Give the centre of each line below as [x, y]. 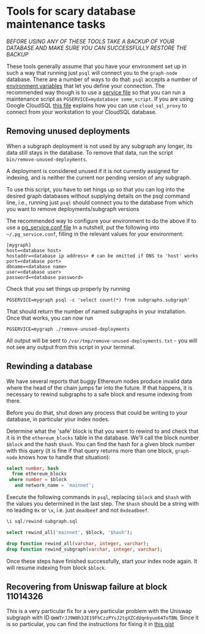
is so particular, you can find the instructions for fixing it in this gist [90, 624]
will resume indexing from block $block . [56, 567]
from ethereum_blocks [39, 474]
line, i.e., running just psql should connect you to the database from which [100, 202]
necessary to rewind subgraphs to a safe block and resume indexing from [99, 394]
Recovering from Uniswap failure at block [87, 586]
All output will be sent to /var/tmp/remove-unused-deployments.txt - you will [102, 340]
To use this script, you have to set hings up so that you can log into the [95, 189]
